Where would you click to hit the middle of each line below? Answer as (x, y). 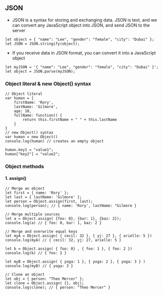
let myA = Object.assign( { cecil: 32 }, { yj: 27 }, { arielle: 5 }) (79, 236)
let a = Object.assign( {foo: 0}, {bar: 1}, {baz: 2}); (63, 219)
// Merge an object (25, 189)
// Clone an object (25, 275)
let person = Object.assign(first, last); (49, 202)
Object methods (24, 167)
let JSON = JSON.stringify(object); (42, 44)
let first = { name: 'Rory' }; (37, 193)
